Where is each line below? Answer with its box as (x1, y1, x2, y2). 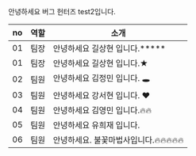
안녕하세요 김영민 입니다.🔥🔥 (52, 105, 152, 116)
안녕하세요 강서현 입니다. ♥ (52, 90, 151, 101)
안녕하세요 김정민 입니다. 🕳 (52, 73, 151, 83)
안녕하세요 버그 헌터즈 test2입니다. (8, 7, 117, 16)
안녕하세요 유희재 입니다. (52, 120, 140, 131)
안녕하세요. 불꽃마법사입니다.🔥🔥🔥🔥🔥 (52, 135, 184, 145)
